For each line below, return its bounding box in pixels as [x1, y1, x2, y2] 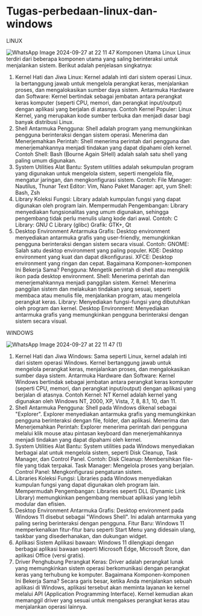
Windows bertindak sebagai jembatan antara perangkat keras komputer [14, 378, 194, 385]
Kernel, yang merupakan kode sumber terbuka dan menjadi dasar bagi [14, 112, 191, 119]
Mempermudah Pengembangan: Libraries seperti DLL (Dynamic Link [14, 487, 186, 494]
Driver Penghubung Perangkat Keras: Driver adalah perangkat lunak [14, 558, 184, 565]
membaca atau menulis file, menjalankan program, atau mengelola [14, 291, 181, 299]
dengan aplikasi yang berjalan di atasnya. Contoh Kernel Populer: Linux [14, 105, 192, 112]
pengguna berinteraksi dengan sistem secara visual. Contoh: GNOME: [14, 240, 189, 247]
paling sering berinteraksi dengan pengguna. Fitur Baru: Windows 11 [14, 519, 185, 527]
